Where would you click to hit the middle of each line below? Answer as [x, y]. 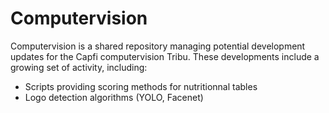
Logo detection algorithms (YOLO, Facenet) [114, 97]
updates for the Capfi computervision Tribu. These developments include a [165, 56]
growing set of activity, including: [79, 67]
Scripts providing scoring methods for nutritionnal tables [141, 86]
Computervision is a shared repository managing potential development [158, 46]
